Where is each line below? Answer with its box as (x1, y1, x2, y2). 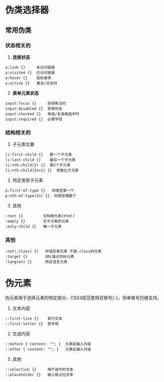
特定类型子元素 (12, 177, 43, 184)
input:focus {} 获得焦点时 (5, 101, 66, 106)
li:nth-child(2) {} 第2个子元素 (5, 163, 71, 168)
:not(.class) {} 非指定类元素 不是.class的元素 (5, 249, 102, 254)
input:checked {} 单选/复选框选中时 (5, 111, 80, 117)
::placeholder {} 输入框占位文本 (5, 373, 74, 378)
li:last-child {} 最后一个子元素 (5, 157, 76, 163)
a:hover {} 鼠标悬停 (5, 75, 51, 80)
